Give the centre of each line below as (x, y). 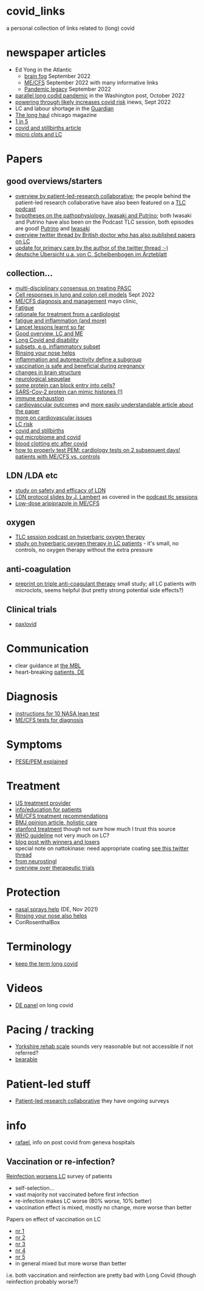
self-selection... (35, 1188)
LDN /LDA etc (32, 476)
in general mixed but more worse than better (71, 1264)
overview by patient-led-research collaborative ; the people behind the (103, 196)
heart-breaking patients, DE (50, 672)
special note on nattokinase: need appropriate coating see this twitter (102, 848)
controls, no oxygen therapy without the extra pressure (84, 550)
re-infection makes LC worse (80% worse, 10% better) (83, 1201)
